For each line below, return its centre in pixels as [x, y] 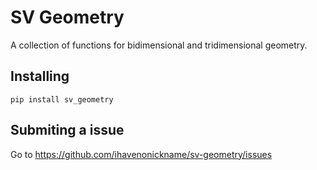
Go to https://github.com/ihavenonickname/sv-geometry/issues [141, 154]
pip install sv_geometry [62, 99]
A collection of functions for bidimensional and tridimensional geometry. [159, 45]
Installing [40, 76]
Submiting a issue [67, 130]
